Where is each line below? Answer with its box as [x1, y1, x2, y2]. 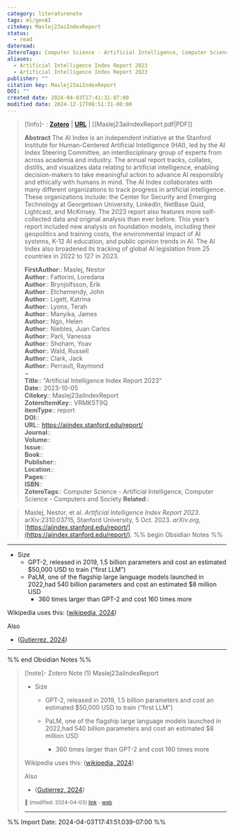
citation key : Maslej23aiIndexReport [7, 81, 117, 88]
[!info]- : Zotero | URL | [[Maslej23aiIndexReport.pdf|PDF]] [24, 120, 193, 128]
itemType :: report [24, 405, 75, 414]
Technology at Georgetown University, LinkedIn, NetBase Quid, [24, 200, 205, 208]
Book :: [24, 450, 44, 458]
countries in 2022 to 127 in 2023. [24, 251, 120, 260]
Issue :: [24, 443, 45, 451]
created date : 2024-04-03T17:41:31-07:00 [7, 95, 130, 102]
